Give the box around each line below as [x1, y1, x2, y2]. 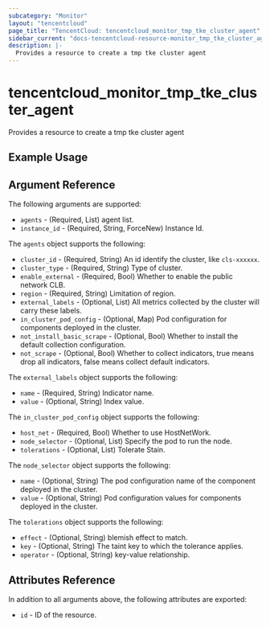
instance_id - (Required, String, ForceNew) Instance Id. [19, 223, 205, 233]
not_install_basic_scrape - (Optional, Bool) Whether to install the [19, 331, 239, 342]
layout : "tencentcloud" [8, 19, 88, 27]
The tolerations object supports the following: [8, 518, 164, 527]
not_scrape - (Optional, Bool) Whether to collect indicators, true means [19, 349, 255, 358]
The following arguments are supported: [8, 199, 142, 209]
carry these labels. [19, 306, 82, 316]
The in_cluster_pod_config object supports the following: [8, 412, 199, 422]
